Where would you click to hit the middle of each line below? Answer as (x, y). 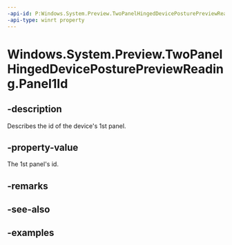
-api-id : (20, 13)
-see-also (29, 209)
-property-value (43, 147)
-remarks (28, 186)
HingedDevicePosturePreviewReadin (116, 69)
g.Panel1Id (38, 83)
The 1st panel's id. (33, 164)
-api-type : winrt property (46, 20)
